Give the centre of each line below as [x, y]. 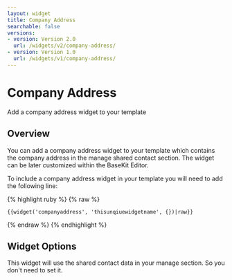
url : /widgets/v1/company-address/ [65, 59]
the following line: [32, 186]
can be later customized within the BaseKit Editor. [78, 165]
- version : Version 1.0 [42, 53]
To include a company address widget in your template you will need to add [115, 178]
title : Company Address [42, 20]
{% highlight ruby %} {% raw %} [54, 199]
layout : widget [29, 13]
